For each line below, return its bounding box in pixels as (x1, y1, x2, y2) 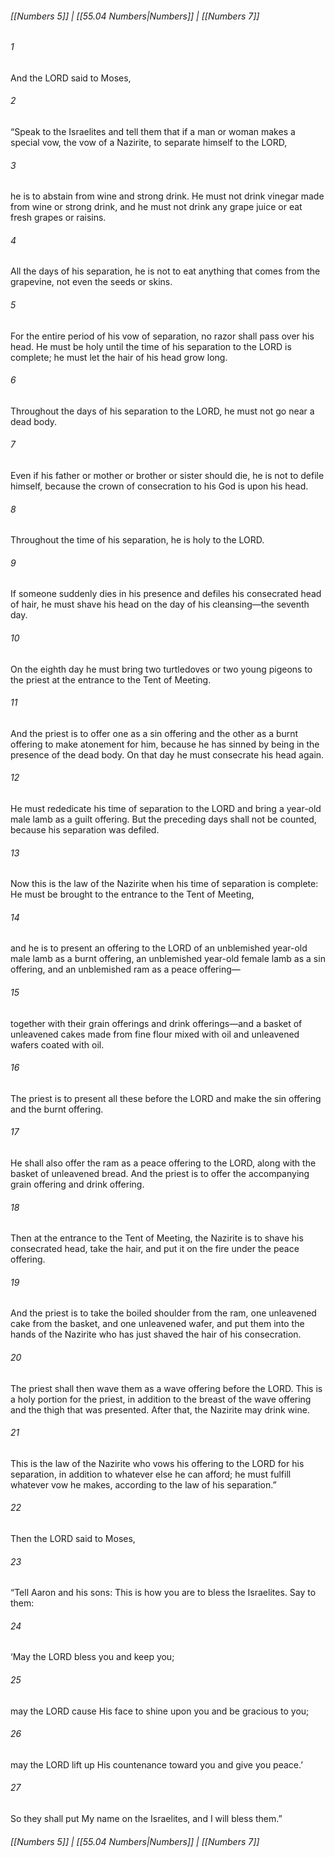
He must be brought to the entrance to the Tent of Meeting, (10, 888, 255, 901)
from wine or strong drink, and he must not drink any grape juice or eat (10, 201, 303, 213)
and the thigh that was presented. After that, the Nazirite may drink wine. (10, 1403, 310, 1416)
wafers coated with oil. (10, 1038, 105, 1051)
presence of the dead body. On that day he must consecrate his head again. (10, 748, 325, 761)
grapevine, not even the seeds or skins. (10, 276, 173, 288)
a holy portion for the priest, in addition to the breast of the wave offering (10, 1393, 312, 1405)
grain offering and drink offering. (10, 1178, 145, 1191)
